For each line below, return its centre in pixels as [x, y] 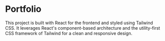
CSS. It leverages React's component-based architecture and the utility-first [82, 28]
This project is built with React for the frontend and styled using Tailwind [79, 23]
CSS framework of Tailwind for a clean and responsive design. [69, 33]
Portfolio [23, 9]
